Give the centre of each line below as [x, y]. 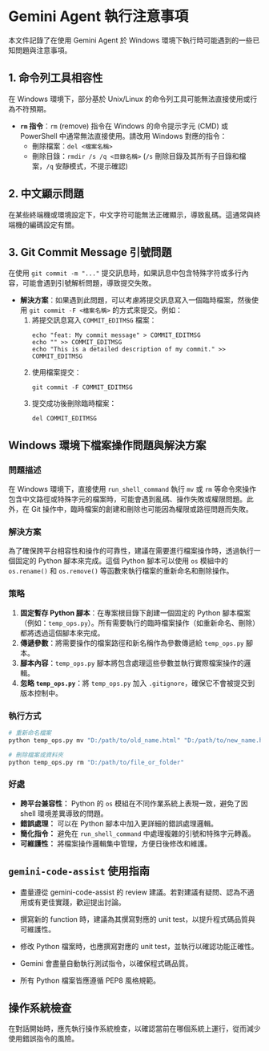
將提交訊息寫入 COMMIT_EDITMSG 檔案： [94, 320]
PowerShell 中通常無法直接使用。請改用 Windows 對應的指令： [123, 136]
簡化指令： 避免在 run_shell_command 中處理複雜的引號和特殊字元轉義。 [138, 833]
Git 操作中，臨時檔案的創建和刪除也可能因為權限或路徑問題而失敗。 [142, 509]
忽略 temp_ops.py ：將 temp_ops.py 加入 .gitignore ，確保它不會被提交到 [137, 683]
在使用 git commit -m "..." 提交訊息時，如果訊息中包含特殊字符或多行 [125, 273]
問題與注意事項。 [43, 50]
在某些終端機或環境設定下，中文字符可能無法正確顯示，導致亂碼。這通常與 [131, 214]
